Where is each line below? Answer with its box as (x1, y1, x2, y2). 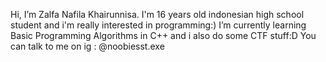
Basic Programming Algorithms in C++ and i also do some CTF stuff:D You (10, 30, 317, 41)
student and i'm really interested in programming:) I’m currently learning (10, 19, 307, 31)
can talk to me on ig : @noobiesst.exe (10, 40, 165, 52)
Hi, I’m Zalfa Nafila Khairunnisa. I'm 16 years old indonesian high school (10, 9, 305, 20)
